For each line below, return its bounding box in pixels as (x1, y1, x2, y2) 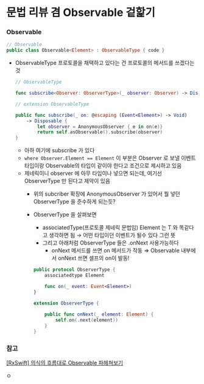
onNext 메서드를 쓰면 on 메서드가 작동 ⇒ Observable (51, 247, 180, 254)
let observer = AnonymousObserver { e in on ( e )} (37, 124, 163, 130)
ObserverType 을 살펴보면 (33, 211, 97, 218)
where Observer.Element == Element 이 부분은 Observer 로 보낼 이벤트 (24, 154, 196, 162)
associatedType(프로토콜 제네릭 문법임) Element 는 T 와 (42, 224, 178, 231)
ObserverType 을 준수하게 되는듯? (33, 198, 116, 205)
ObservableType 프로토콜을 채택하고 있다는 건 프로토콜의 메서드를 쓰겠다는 (15, 59, 195, 67)
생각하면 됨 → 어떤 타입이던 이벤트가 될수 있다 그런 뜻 (49, 232, 176, 239)
